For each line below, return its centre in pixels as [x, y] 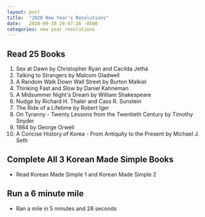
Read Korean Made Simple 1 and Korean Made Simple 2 [86, 174]
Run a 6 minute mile [45, 194]
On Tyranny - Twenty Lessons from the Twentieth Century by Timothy [104, 115]
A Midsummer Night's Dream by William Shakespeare [83, 95]
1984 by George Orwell [45, 128]
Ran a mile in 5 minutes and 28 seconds [66, 208]
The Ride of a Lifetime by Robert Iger [62, 108]
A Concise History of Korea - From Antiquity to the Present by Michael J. [107, 134]
